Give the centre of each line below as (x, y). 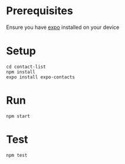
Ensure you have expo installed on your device (63, 27)
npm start (18, 116)
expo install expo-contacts (41, 77)
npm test (17, 155)
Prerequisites (40, 11)
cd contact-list (26, 67)
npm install (21, 72)
